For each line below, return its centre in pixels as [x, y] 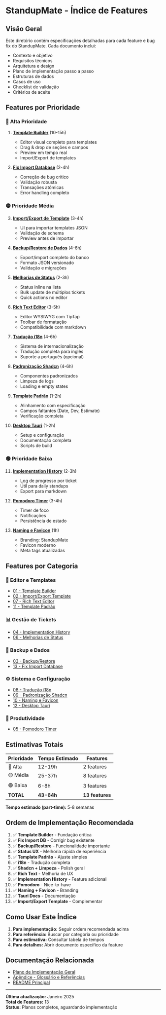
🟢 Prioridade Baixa [29, 458]
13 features [97, 795]
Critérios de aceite [32, 92]
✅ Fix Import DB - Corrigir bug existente [54, 840]
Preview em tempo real [43, 152]
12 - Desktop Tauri [31, 705]
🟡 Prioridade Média [30, 206]
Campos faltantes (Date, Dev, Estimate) [60, 411]
